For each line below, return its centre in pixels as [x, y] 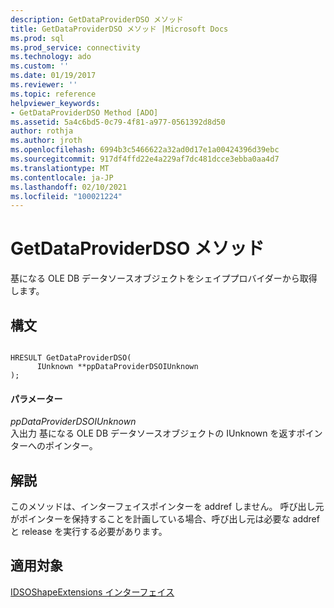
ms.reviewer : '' [44, 85]
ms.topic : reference [53, 94]
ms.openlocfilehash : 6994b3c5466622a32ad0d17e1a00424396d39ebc [145, 150]
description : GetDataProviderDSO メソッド [97, 19]
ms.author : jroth [46, 141]
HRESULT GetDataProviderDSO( [71, 358]
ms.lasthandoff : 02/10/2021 [69, 187]
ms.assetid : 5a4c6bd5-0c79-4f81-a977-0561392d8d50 [118, 122]
